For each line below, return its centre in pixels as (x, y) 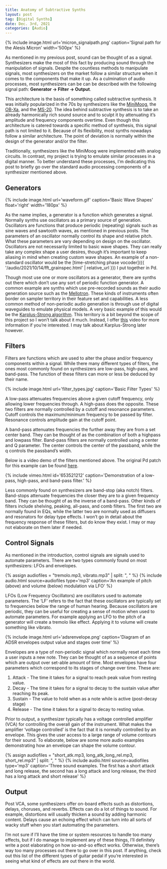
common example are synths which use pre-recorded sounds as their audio (83, 288)
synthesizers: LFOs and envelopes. (41, 565)
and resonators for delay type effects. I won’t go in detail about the (74, 517)
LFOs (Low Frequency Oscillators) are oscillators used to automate (74, 595)
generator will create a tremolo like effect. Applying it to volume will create (82, 622)
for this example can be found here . (42, 465)
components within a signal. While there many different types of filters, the (82, 363)
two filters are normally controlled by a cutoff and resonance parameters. (81, 409)
